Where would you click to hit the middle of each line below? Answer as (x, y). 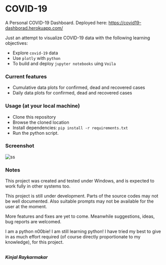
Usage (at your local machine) (43, 106)
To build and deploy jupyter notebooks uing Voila (64, 63)
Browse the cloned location (41, 122)
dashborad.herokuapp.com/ (34, 28)
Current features (26, 76)
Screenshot (20, 146)
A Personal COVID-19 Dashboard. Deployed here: (56, 23)
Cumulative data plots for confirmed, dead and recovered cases (79, 87)
